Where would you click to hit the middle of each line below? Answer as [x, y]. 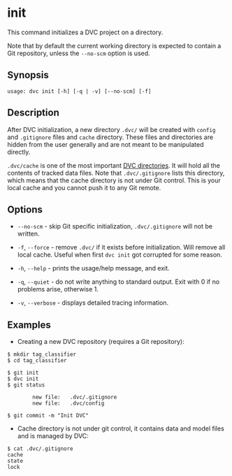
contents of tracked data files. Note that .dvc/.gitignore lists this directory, [116, 173]
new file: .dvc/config [68, 403]
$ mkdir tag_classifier [42, 354]
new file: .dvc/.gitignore [75, 397]
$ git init [23, 373]
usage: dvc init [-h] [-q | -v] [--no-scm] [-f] [79, 91]
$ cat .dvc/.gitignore [40, 449]
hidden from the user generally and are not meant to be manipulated [106, 144]
